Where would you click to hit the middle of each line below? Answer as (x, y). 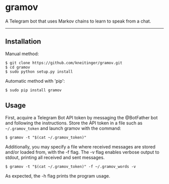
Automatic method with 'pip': (35, 81)
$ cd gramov (18, 67)
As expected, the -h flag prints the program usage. (58, 176)
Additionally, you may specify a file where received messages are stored (80, 146)
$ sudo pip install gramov (33, 90)
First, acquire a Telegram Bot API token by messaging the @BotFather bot (81, 117)
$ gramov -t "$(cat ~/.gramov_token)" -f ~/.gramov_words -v (71, 166)
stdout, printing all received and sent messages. (55, 157)
